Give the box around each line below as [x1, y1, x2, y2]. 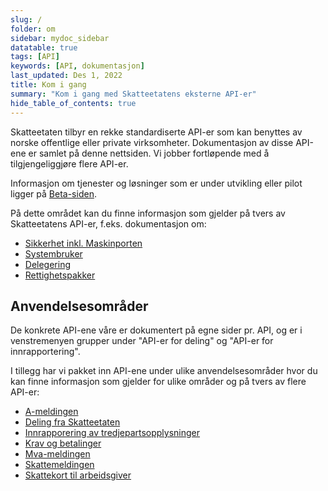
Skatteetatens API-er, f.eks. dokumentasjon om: [10, 217, 207, 230]
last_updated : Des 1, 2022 [10, 71, 123, 81]
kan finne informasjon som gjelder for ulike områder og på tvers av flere [10, 376, 307, 388]
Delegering [24, 258, 72, 270]
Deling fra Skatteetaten [24, 416, 121, 428]
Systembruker [24, 247, 83, 260]
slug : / [10, 14, 43, 25]
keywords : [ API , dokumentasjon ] [10, 61, 145, 71]
